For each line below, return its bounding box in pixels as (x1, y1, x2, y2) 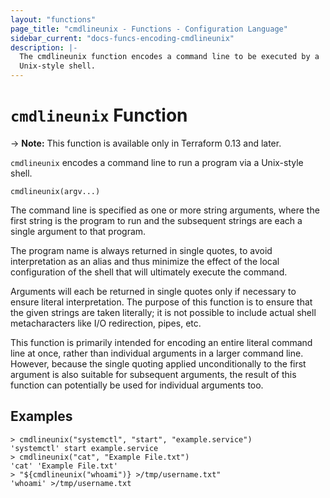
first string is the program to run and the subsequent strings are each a (10, 214, 303, 226)
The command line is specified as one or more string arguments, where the (10, 204, 320, 216)
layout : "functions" (10, 14, 97, 25)
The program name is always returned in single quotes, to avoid (10, 244, 273, 256)
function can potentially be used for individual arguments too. (10, 379, 264, 391)
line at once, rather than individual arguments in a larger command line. (10, 347, 304, 359)
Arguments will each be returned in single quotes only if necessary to (10, 285, 297, 297)
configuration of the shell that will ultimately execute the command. (10, 266, 288, 278)
